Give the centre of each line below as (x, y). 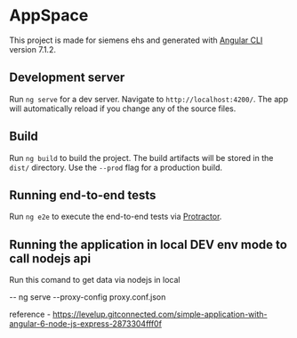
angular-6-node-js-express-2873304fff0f (86, 324)
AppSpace (49, 16)
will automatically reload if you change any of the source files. (123, 109)
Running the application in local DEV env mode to (148, 244)
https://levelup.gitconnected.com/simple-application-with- (160, 314)
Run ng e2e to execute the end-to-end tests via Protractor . (116, 217)
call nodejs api (50, 258)
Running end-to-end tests (83, 195)
